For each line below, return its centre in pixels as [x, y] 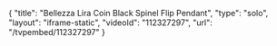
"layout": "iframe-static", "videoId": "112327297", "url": [110, 23]
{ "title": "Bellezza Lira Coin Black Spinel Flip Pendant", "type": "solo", [138, 13]
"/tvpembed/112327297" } [57, 32]
